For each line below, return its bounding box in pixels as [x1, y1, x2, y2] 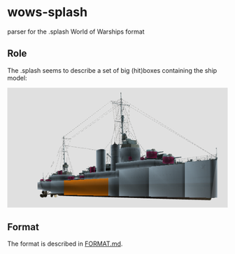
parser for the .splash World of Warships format [7, 27, 145, 36]
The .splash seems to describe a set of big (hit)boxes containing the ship [7, 66, 218, 74]
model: [7, 73, 27, 82]
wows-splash [7, 4, 88, 20]
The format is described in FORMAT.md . [7, 239, 123, 248]
